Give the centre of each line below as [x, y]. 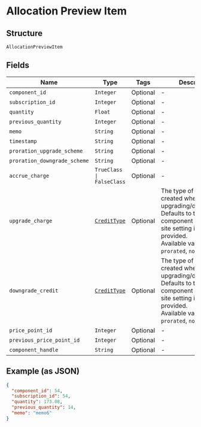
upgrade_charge [31, 221]
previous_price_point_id [45, 340]
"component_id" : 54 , [37, 391]
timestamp [23, 141]
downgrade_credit [34, 290]
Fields [18, 65]
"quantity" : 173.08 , [37, 402]
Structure [25, 33]
